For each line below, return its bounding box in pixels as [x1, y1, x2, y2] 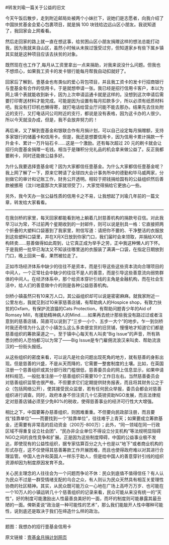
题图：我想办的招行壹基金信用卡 [5, 524, 71, 529]
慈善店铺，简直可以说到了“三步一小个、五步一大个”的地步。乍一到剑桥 [18, 318, 163, 324]
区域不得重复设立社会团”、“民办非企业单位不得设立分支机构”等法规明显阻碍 [5, 428, 161, 434]
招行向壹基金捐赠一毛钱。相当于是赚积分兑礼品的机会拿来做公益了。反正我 [5, 146, 159, 152]
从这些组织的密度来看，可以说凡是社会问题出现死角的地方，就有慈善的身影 [5, 354, 159, 360]
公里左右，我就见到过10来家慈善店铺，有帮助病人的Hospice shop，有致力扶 [5, 299, 162, 305]
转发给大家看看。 [14, 199, 49, 205]
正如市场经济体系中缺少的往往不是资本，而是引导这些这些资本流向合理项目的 [5, 263, 164, 269]
